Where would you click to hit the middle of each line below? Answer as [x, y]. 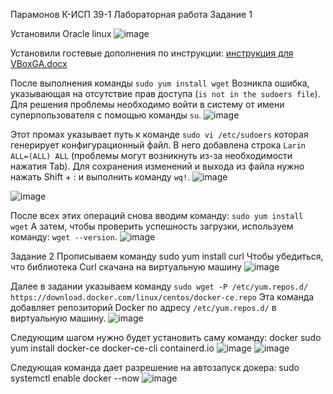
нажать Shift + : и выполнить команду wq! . [100, 177]
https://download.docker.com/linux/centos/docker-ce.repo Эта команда [162, 297]
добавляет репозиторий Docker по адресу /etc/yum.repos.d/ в [143, 307]
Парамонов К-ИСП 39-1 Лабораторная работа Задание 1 [131, 14]
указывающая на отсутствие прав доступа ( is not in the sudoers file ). [165, 93]
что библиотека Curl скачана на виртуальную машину [126, 267]
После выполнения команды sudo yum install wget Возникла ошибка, [160, 83]
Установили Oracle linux [61, 33]
